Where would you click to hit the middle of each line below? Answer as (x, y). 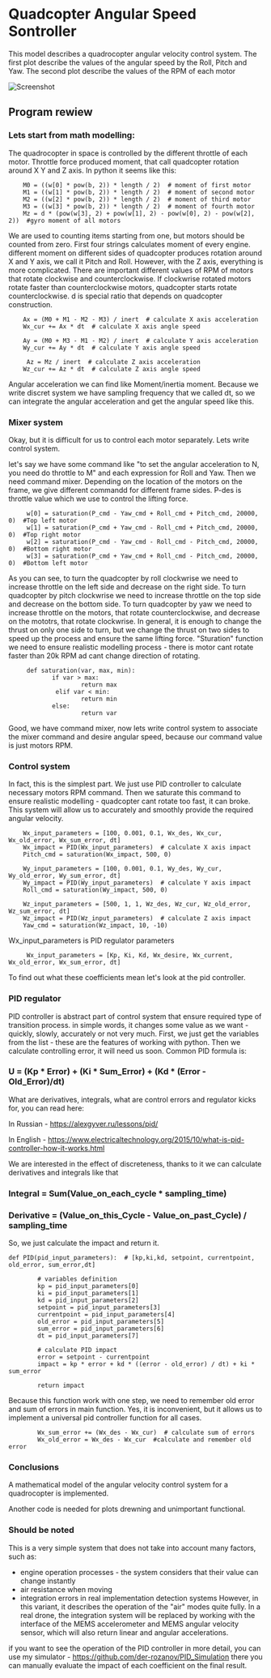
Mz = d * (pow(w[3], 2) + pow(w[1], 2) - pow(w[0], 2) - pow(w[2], (139, 213)
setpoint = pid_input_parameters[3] (99, 1308)
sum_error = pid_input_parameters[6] (101, 1329)
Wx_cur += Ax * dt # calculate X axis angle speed (112, 326)
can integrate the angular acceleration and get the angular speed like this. (131, 401)
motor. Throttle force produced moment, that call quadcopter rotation (124, 161)
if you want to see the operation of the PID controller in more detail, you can (135, 1648)
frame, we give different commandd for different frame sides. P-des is (125, 490)
